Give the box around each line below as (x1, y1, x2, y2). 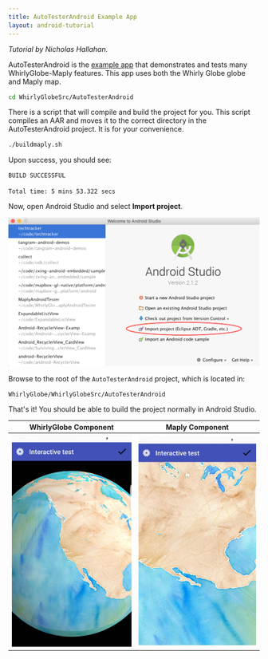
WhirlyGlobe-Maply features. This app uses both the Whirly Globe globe (8, 68, 246, 77)
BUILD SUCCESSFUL (8, 172, 66, 180)
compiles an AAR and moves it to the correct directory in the (8, 116, 207, 125)
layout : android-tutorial (8, 21, 94, 30)
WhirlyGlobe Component (29, 422, 114, 432)
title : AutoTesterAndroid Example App (8, 13, 137, 21)
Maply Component (165, 422, 229, 432)
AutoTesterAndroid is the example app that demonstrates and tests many (8, 60, 248, 69)
